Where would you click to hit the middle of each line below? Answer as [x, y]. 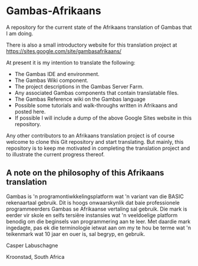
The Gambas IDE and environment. [57, 74]
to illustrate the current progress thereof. [55, 154]
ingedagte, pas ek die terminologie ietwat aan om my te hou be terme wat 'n [99, 228]
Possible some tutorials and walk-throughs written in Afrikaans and [96, 105]
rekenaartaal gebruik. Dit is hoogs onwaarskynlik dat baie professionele [93, 202]
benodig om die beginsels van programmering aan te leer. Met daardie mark [98, 221]
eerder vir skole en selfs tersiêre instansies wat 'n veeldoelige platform [92, 215]
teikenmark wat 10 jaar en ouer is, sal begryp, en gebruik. [76, 234]
